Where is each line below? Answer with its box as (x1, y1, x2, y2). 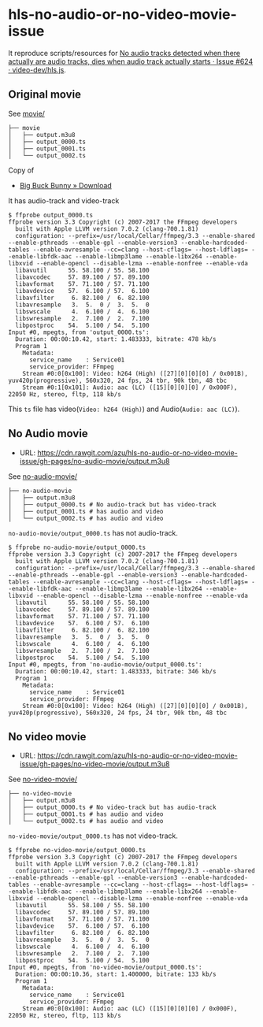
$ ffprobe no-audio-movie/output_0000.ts (8, 543, 146, 551)
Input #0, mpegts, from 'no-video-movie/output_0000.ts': (8, 963, 202, 972)
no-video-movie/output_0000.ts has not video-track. (8, 831, 179, 840)
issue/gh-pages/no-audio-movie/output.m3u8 (19, 456, 170, 465)
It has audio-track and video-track (8, 195, 120, 206)
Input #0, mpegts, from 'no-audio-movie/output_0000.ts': (8, 660, 202, 669)
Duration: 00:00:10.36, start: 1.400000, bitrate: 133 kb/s (15, 970, 217, 978)
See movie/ (8, 109, 46, 118)
